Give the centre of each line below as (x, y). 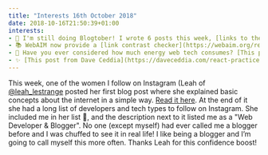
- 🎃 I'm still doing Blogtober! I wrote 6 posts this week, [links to (128, 38)
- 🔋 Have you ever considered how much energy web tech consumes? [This (132, 53)
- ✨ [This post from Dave (52, 61)
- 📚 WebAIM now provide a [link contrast (79, 46)
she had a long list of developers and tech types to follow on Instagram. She (133, 108)
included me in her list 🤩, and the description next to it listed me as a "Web (130, 117)
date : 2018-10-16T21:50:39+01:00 (64, 23)
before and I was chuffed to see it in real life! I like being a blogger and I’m (130, 133)
